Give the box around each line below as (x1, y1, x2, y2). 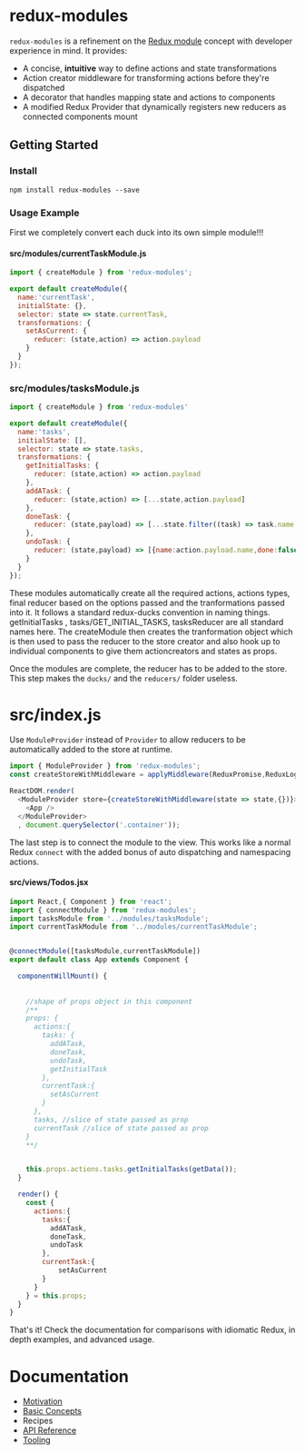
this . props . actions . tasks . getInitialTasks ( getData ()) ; (25, 1165, 238, 1174)
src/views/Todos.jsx (9, 877, 89, 888)
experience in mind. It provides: (9, 45, 128, 55)
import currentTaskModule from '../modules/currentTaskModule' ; (9, 922, 258, 931)
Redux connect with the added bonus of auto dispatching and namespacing (9, 846, 291, 857)
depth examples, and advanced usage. (9, 1334, 155, 1345)
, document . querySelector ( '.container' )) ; (17, 820, 181, 830)
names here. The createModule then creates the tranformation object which (9, 626, 293, 637)
